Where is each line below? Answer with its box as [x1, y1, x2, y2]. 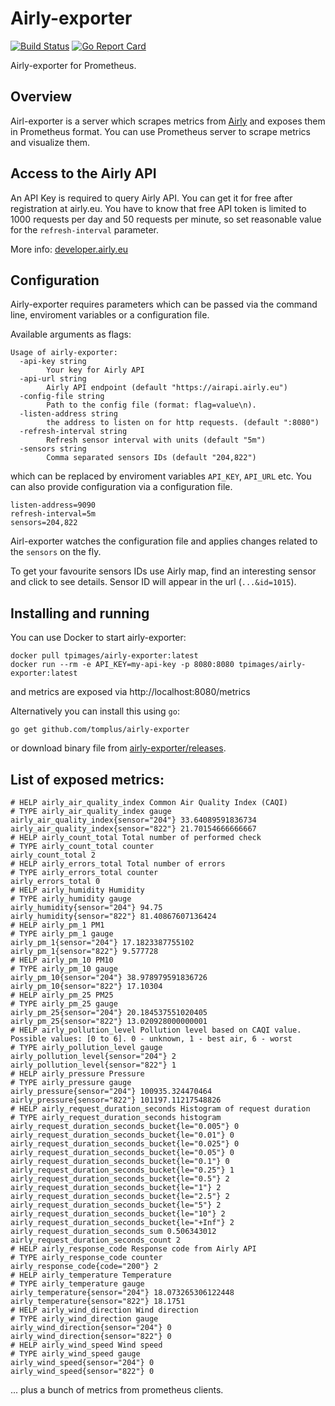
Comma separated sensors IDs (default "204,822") [46, 453, 257, 463]
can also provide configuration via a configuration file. [10, 481, 233, 493]
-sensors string [19, 444, 87, 454]
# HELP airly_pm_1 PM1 [10, 920, 105, 930]
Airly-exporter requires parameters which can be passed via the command [10, 298, 318, 311]
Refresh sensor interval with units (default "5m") [46, 435, 267, 446]
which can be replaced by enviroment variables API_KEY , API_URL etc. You [10, 470, 312, 482]
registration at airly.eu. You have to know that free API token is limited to [10, 202, 307, 214]
